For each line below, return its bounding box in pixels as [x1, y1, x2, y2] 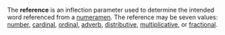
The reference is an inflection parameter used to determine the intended [7, 6, 215, 14]
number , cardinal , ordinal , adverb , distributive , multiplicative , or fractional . [7, 21, 218, 28]
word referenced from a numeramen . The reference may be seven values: [7, 13, 218, 21]
